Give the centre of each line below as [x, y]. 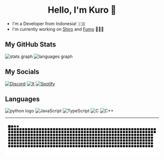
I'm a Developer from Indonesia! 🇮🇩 [49, 24]
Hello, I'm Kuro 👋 [82, 10]
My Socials [22, 72]
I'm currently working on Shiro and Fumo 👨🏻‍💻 [58, 29]
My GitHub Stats [31, 44]
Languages [22, 99]
